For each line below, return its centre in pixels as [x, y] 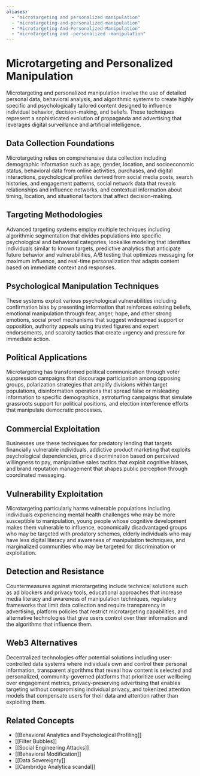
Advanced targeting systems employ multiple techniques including [88, 229]
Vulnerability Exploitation [55, 494]
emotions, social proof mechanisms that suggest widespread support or [95, 319]
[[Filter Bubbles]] [36, 741]
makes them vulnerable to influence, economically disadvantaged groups [97, 527]
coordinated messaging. [36, 475]
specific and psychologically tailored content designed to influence [89, 106]
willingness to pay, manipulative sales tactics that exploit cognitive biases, [97, 462]
